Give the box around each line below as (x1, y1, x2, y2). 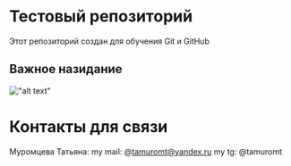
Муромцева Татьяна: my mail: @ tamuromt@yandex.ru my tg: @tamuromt (9, 145, 282, 157)
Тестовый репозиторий (9, 6, 193, 27)
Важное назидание (9, 62, 123, 77)
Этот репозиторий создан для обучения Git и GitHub (9, 36, 210, 46)
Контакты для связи (9, 116, 168, 137)
